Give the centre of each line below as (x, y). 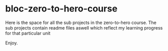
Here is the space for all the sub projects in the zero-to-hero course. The (81, 22)
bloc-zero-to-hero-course (61, 9)
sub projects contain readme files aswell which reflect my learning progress (84, 27)
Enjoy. (12, 42)
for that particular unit (28, 33)
